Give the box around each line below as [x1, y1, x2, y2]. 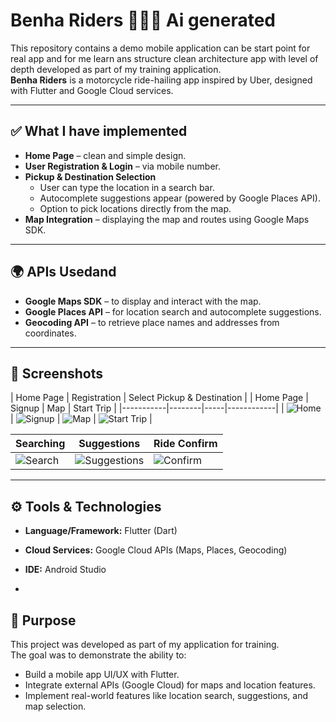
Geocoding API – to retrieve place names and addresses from [24, 316, 280, 328]
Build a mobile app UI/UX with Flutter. [24, 669, 180, 680]
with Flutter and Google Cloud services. [10, 84, 174, 96]
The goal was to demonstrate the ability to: [10, 649, 187, 661]
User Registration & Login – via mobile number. [24, 160, 221, 172]
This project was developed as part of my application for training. [10, 639, 280, 650]
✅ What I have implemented [10, 123, 188, 140]
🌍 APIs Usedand [10, 264, 117, 281]
